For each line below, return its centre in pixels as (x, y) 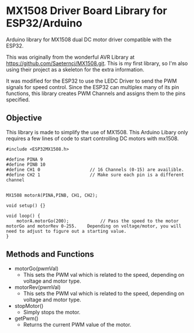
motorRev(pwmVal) (38, 287)
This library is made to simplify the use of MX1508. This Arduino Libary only (97, 132)
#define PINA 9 (25, 159)
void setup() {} (26, 205)
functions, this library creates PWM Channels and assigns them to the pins (96, 93)
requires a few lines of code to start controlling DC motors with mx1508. (93, 138)
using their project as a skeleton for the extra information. (75, 69)
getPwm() (26, 318)
